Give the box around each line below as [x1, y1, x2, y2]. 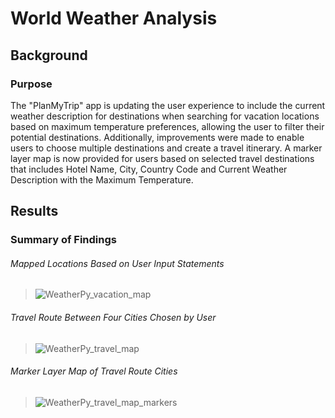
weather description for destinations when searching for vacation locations [10, 110, 320, 122]
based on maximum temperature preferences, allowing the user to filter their [10, 120, 325, 132]
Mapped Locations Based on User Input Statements [10, 257, 225, 269]
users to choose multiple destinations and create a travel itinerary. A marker [10, 142, 323, 154]
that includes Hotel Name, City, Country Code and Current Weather [10, 163, 288, 175]
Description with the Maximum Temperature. [10, 173, 194, 186]
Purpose [10, 77, 53, 91]
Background [10, 47, 88, 64]
